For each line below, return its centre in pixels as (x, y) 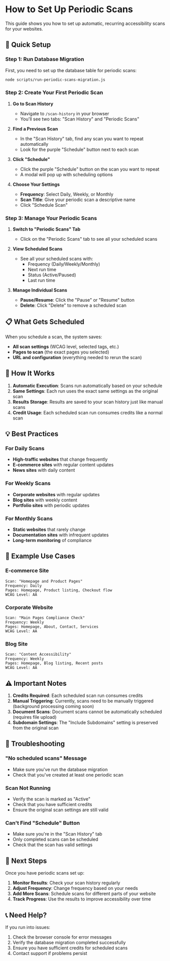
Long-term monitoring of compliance (52, 540)
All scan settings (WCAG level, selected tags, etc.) (66, 346)
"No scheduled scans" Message (46, 758)
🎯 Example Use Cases (40, 556)
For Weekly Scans (28, 484)
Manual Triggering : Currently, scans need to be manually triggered (83, 701)
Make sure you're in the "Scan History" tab (57, 834)
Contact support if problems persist (50, 953)
